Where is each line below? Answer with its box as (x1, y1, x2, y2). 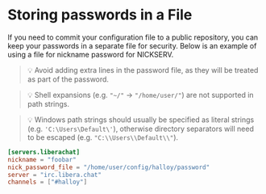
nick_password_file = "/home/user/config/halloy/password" (7, 163, 210, 171)
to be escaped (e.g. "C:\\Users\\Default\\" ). (27, 132, 179, 142)
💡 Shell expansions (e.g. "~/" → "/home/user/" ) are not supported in (27, 90, 255, 99)
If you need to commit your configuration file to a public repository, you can (7, 32, 259, 42)
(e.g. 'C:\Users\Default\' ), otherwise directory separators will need (27, 124, 255, 133)
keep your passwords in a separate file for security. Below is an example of (7, 40, 257, 50)
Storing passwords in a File (7, 6, 193, 24)
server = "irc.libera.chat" (7, 171, 102, 179)
